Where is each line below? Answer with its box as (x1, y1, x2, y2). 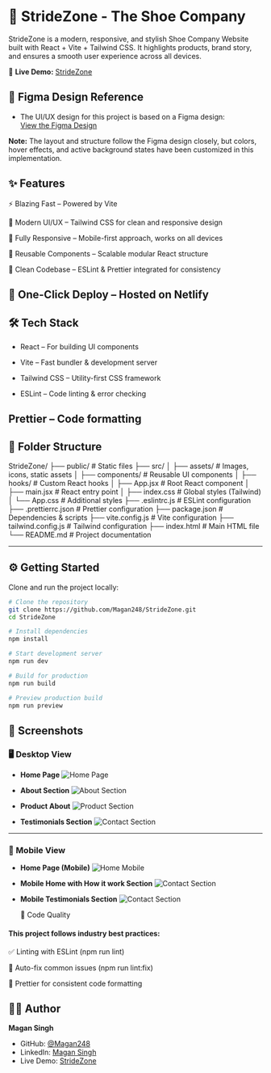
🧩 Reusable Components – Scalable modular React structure (8, 248, 209, 258)
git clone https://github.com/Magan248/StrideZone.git (8, 606, 197, 614)
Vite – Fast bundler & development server (19, 357, 158, 367)
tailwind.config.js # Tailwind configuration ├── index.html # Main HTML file (8, 521, 260, 530)
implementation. (8, 153, 62, 163)
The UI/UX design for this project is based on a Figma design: (19, 112, 226, 121)
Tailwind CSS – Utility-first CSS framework (19, 373, 161, 382)
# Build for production (8, 671, 89, 680)
